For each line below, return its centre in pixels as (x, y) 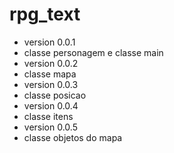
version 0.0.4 (51, 105)
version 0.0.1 (49, 42)
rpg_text (45, 14)
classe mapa (50, 74)
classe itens (48, 116)
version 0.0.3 (51, 84)
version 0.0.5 (50, 127)
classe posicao (55, 95)
